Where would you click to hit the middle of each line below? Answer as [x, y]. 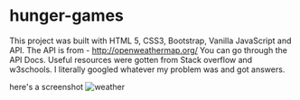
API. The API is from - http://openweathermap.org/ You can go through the [148, 50]
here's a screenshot [47, 86]
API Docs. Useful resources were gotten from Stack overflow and [131, 59]
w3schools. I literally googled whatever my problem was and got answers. [147, 69]
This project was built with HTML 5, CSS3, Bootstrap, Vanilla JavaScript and [150, 41]
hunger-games [67, 16]
